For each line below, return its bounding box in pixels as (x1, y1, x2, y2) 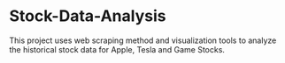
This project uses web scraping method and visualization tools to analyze (9, 35, 277, 45)
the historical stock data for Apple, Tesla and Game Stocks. (9, 44, 226, 54)
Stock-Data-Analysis (9, 6, 166, 26)
